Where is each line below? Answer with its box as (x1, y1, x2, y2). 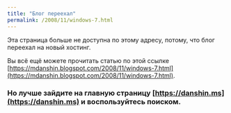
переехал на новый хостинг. (7, 43, 91, 51)
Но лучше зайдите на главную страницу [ (7, 88, 155, 98)
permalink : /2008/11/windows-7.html (7, 17, 113, 24)
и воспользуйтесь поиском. (81, 97, 182, 107)
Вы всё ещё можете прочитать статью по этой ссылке (7, 56, 169, 64)
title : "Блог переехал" (7, 10, 77, 17)
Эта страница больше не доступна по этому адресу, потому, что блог (7, 35, 216, 44)
